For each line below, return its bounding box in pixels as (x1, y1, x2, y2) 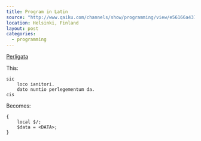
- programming (11, 36, 47, 42)
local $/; (17, 119, 42, 125)
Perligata (6, 53, 29, 60)
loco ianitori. (17, 81, 55, 87)
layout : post (6, 25, 39, 32)
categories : (6, 31, 36, 37)
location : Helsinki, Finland (6, 20, 79, 26)
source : (6, 14, 26, 20)
